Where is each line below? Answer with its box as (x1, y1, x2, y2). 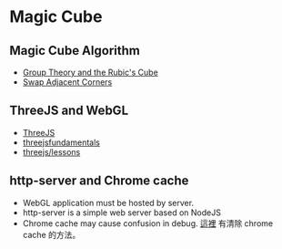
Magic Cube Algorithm (9, 43, 141, 58)
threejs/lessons (22, 146, 81, 157)
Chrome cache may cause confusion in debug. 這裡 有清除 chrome (22, 217, 274, 229)
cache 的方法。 (22, 229, 81, 240)
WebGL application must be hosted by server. (22, 197, 194, 208)
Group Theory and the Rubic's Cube (22, 67, 159, 78)
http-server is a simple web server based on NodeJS (22, 207, 221, 218)
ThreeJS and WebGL (9, 103, 129, 119)
